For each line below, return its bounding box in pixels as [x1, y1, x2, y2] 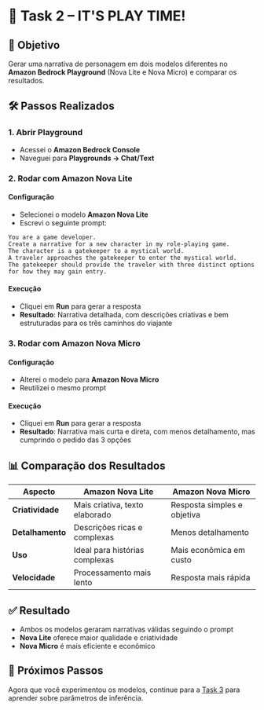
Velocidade [12, 573, 56, 584]
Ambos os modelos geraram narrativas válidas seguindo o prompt [19, 624, 234, 634]
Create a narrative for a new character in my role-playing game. [8, 240, 230, 248]
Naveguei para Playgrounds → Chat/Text [19, 153, 155, 163]
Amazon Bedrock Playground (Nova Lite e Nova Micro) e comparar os [8, 68, 237, 77]
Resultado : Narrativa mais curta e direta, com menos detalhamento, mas [19, 427, 255, 437]
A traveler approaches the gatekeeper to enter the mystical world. [8, 254, 237, 262]
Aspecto [23, 486, 56, 497]
